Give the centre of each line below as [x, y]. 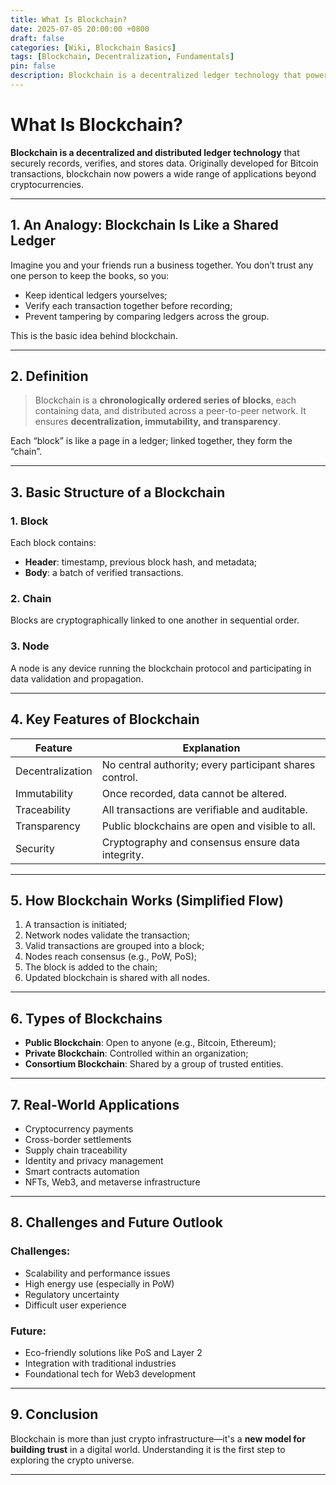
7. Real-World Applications [95, 1104]
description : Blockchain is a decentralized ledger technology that [156, 76]
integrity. [123, 854]
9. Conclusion [54, 1414]
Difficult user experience [75, 1305]
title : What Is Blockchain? [69, 19]
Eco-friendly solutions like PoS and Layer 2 [113, 1352]
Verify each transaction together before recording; [128, 305]
